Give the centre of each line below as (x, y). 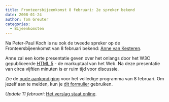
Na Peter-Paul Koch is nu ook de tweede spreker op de (63, 43)
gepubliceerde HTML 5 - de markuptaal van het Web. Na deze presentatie (83, 64)
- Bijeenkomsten (27, 29)
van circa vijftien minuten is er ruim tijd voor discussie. (62, 69)
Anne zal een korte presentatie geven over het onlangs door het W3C (78, 58)
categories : (18, 24)
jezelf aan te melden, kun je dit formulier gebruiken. (59, 84)
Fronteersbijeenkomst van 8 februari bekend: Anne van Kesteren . (73, 48)
